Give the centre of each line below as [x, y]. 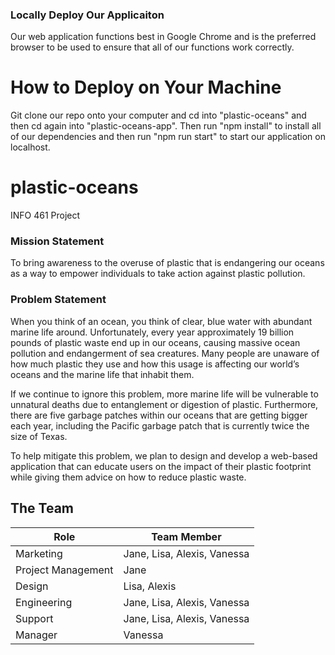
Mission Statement [57, 241]
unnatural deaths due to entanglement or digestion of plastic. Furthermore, [164, 404]
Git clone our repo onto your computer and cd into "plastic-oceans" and [158, 115]
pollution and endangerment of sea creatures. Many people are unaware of [165, 353]
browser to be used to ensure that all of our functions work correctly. [152, 47]
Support [34, 618]
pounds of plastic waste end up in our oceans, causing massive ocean [155, 342]
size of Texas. [39, 436]
